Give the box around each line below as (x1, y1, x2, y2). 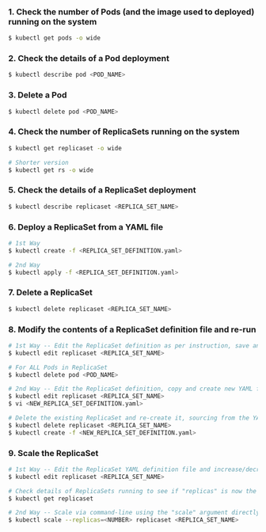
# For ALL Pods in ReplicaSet (8, 363, 108, 371)
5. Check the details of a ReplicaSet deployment (8, 184, 196, 196)
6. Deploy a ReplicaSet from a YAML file (8, 221, 164, 232)
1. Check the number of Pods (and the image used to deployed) (8, 6, 255, 17)
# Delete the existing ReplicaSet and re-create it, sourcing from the (8, 414, 249, 422)
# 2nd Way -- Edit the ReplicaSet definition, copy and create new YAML (8, 385, 253, 393)
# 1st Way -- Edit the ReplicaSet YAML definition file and (8, 465, 211, 473)
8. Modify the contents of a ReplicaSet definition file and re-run (8, 324, 256, 335)
